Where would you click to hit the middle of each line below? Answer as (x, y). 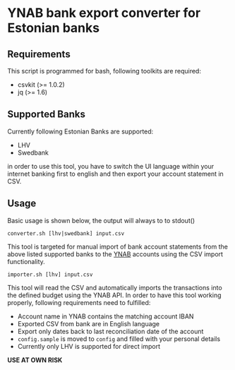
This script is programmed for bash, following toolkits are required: (104, 71)
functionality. (26, 261)
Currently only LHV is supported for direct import (89, 346)
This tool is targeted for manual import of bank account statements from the (117, 246)
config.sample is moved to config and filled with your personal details (119, 339)
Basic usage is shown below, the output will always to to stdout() (101, 220)
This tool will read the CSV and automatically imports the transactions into (115, 287)
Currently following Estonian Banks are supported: (80, 131)
